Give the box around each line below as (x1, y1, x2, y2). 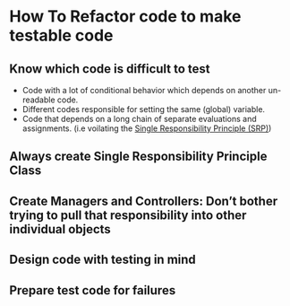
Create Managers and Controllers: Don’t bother (9, 193, 278, 208)
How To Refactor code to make (9, 6, 242, 27)
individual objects (9, 222, 112, 237)
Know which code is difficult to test (9, 61, 210, 76)
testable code (9, 25, 114, 46)
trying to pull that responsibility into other (9, 207, 247, 223)
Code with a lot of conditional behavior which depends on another (21, 85, 267, 95)
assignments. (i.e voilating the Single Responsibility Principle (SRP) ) (21, 123, 272, 134)
